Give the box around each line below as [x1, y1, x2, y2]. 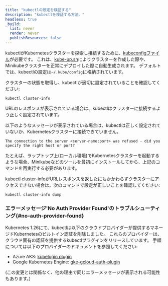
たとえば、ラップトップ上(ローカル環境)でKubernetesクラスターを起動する [5, 152, 159, 159]
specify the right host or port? [5, 143, 75, 148]
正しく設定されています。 [9, 111, 62, 117]
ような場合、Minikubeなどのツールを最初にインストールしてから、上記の [5, 159, 156, 165]
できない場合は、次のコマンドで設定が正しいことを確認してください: [18, 182, 160, 188]
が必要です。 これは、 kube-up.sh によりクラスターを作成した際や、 [10, 56, 148, 62]
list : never [10, 26, 35, 31]
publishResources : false [10, 36, 62, 41]
